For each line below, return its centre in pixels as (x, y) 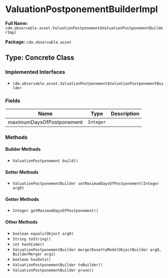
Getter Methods (22, 199)
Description (125, 114)
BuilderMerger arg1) (34, 254)
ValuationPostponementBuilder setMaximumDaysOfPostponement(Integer (86, 184)
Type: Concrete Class (40, 58)
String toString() (32, 239)
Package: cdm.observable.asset (38, 42)
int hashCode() (28, 244)
